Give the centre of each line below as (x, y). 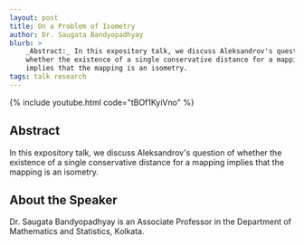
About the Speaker (63, 200)
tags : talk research (48, 77)
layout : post (34, 18)
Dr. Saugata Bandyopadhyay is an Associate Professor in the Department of (151, 221)
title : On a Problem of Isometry (72, 26)
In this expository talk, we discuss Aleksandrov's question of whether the (146, 152)
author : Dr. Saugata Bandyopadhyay (76, 34)
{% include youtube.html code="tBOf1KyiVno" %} (102, 102)
